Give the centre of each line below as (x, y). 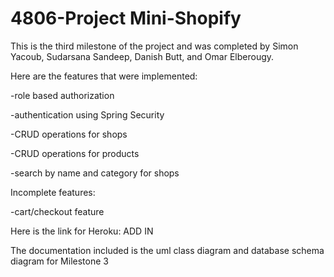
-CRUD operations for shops (69, 134)
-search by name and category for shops (95, 173)
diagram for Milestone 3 (59, 261)
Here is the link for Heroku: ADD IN (82, 231)
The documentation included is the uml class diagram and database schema (167, 250)
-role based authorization (62, 95)
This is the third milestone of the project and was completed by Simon (154, 46)
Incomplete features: (53, 192)
